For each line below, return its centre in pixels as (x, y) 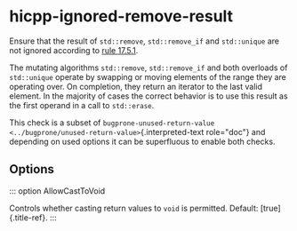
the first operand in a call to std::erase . (82, 105)
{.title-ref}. (28, 217)
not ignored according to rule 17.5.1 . (74, 50)
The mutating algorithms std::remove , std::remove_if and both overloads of (148, 68)
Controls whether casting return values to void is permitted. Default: (134, 208)
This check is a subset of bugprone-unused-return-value (112, 123)
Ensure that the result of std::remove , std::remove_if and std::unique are (144, 41)
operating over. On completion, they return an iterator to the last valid (136, 86)
